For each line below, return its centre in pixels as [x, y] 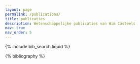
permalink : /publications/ [33, 14]
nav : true [15, 28]
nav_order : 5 [18, 32]
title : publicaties [25, 19]
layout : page [18, 10]
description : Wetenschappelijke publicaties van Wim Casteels [70, 23]
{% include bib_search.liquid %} [38, 47]
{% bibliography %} [25, 56]
